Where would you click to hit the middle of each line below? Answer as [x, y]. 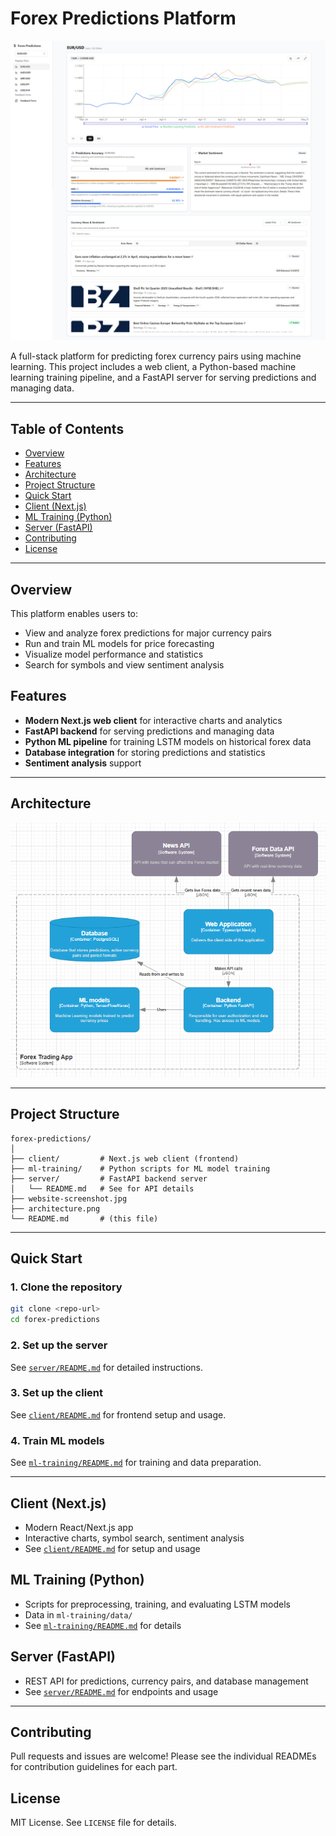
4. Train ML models [57, 1440]
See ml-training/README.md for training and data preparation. [136, 1463]
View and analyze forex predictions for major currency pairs [148, 633]
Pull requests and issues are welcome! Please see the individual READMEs [163, 1756]
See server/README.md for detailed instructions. [107, 1367]
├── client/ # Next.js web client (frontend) [125, 1158]
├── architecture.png [55, 1208]
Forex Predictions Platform [123, 18]
